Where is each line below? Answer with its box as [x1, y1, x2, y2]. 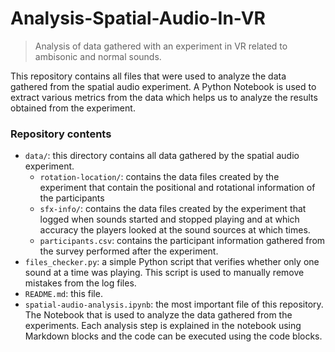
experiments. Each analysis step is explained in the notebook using [24, 320, 302, 332]
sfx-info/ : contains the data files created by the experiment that [39, 203, 307, 215]
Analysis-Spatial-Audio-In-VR [10, 7, 266, 30]
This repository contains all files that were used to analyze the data [10, 70, 287, 82]
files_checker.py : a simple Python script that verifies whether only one [24, 256, 320, 268]
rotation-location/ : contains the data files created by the [39, 171, 280, 183]
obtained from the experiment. [10, 102, 136, 114]
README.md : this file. [24, 288, 103, 300]
